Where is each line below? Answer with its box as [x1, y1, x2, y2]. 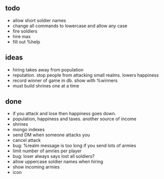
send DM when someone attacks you [12, 132, 90, 138]
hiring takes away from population [12, 66, 84, 72]
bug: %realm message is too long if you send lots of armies [12, 143, 136, 149]
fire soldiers [12, 28, 38, 34]
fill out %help [12, 39, 40, 45]
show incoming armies [12, 164, 60, 170]
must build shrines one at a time [12, 82, 79, 88]
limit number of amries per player [12, 148, 82, 154]
